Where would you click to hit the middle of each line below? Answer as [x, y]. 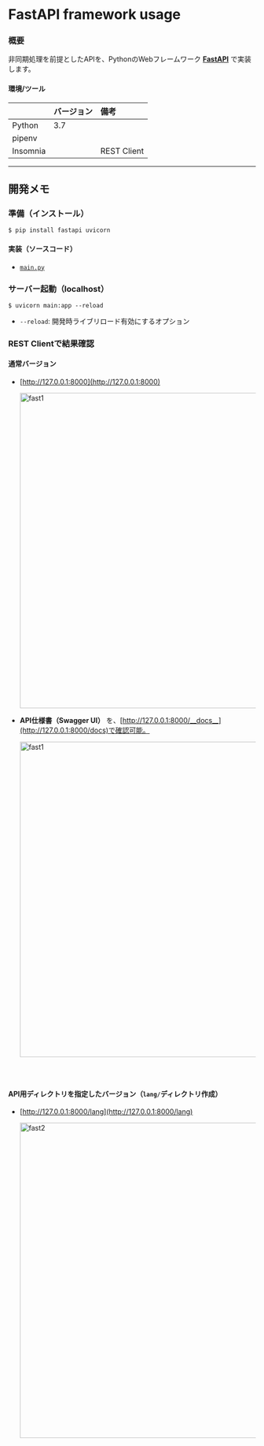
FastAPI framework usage [95, 15]
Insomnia [29, 151]
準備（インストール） [48, 213]
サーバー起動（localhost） [59, 289]
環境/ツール [27, 89]
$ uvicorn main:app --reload [56, 305]
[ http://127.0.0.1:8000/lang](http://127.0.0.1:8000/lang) [106, 1112]
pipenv [25, 138]
